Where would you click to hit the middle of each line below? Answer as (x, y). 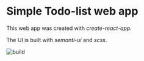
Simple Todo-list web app (72, 11)
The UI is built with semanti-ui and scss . (57, 40)
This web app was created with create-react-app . (69, 28)
